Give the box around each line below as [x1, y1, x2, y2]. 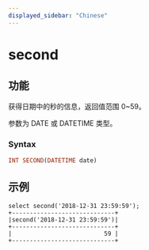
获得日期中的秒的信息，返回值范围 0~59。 [8, 101, 147, 111]
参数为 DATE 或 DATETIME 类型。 [8, 118, 117, 127]
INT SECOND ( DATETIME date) [8, 156, 97, 165]
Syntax [8, 138, 36, 150]
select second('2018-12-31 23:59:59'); [8, 202, 140, 210]
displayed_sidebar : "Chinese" [8, 11, 109, 20]
